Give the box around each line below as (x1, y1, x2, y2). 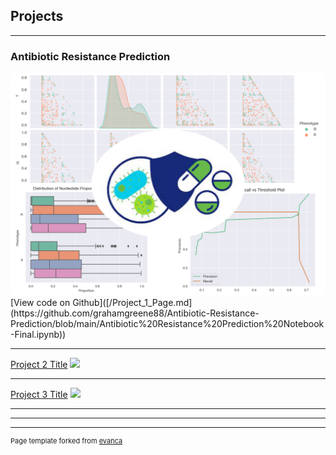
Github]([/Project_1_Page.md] (72, 296, 193, 308)
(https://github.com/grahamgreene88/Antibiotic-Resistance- (10, 307, 260, 319)
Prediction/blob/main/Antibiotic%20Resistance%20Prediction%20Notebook (10, 317, 325, 329)
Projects (10, 8, 64, 25)
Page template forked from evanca (10, 435, 123, 446)
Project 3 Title (10, 388, 68, 400)
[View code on (10, 296, 71, 308)
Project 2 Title (10, 358, 68, 370)
